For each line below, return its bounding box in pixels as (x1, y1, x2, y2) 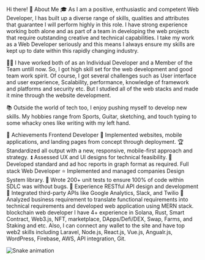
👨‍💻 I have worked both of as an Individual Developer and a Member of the (6, 59, 193, 66)
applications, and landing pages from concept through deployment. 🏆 (6, 138, 184, 145)
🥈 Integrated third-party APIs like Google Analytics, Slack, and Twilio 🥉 (6, 189, 184, 196)
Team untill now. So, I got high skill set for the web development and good (6, 66, 193, 73)
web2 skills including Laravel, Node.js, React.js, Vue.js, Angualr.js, (6, 229, 173, 235)
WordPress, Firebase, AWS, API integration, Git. (6, 235, 126, 242)
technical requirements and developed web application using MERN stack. (6, 202, 194, 210)
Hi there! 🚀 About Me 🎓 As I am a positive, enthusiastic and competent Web (6, 6, 199, 13)
